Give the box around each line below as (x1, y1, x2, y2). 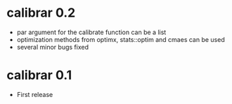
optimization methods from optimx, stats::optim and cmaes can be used (16, 35, 226, 43)
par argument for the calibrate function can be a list (16, 28, 167, 36)
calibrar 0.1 (6, 68, 72, 83)
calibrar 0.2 (6, 5, 76, 21)
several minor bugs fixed (16, 43, 89, 51)
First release (16, 90, 53, 98)
